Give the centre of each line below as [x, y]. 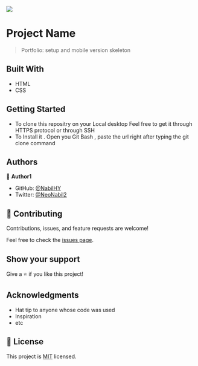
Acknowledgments [43, 296]
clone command [35, 143]
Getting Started [36, 109]
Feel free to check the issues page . [50, 240]
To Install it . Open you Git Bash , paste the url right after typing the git [102, 137]
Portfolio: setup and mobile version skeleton [76, 50]
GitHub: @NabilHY [38, 188]
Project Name [41, 34]
